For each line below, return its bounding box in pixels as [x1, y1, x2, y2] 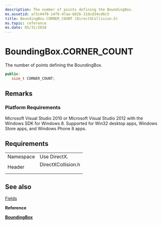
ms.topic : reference [5, 20, 47, 26]
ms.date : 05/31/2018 [5, 25, 47, 30]
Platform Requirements [5, 104, 61, 111]
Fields [5, 195, 17, 202]
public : [5, 71, 21, 77]
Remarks [5, 89, 33, 98]
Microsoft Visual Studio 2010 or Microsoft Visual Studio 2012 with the [5, 115, 143, 121]
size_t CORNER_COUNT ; [11, 76, 55, 81]
